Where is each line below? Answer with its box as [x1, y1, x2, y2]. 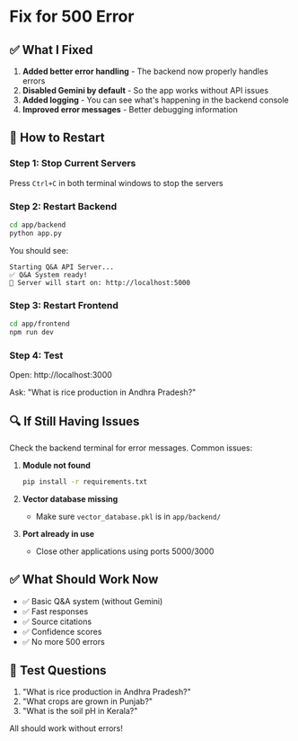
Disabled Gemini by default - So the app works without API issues [22, 85, 269, 95]
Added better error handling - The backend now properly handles [22, 66, 269, 76]
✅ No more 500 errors [22, 636, 105, 647]
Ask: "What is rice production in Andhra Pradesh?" [9, 387, 197, 397]
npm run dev [9, 327, 54, 336]
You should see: [9, 245, 69, 255]
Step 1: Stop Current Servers [9, 157, 136, 170]
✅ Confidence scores [22, 626, 102, 637]
